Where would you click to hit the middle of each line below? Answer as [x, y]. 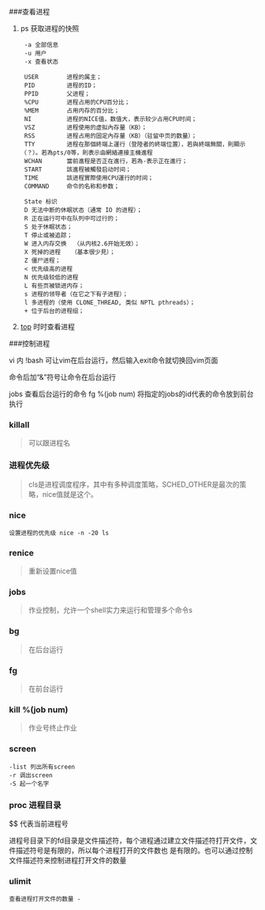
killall [19, 424]
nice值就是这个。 [70, 494]
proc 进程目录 [35, 805]
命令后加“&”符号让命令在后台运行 [63, 377]
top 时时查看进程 [48, 326]
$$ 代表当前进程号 [39, 823]
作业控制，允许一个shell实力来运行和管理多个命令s [110, 610]
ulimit [20, 881]
